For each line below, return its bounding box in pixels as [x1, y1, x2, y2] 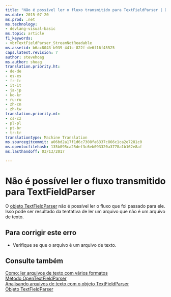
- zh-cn [5, 102, 22, 107]
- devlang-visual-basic [5, 26, 56, 31]
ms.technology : [5, 21, 38, 27]
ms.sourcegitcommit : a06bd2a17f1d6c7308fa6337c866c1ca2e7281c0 [5, 140, 142, 145]
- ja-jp [5, 87, 22, 93]
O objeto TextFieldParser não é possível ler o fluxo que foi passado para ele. [5, 203, 165, 209]
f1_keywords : [5, 36, 33, 41]
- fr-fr [5, 78, 22, 83]
